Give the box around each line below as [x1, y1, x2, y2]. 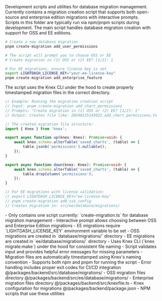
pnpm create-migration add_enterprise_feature [5, 75, 102, 81]
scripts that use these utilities [5, 290, 65, 296]
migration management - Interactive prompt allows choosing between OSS [5, 217, 157, 223]
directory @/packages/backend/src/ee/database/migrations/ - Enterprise [5, 274, 154, 281]
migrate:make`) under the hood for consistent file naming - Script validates [5, 243, 157, 249]
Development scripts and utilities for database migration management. [5, 4, 148, 9]
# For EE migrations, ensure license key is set [5, 66, 107, 71]
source [5, 14, 20, 20]
